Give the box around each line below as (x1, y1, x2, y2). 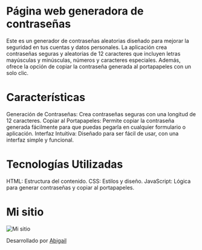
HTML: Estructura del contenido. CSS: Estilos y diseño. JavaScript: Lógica (6, 177, 191, 185)
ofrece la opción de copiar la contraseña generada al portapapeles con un (6, 62, 192, 70)
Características (6, 91, 86, 104)
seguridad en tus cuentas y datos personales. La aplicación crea (6, 44, 168, 51)
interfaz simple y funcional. (6, 136, 74, 143)
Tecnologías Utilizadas (6, 157, 123, 171)
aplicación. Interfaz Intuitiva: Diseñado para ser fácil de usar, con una (6, 130, 179, 137)
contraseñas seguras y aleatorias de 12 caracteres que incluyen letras (6, 50, 181, 57)
